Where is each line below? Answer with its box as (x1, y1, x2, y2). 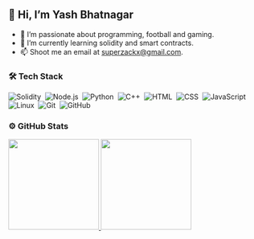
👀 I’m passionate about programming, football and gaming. (19, 29, 215, 39)
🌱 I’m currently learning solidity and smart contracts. (19, 38, 195, 47)
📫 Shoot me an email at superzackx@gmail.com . (19, 47, 183, 56)
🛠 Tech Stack (8, 70, 63, 81)
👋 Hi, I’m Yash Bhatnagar (8, 8, 134, 22)
